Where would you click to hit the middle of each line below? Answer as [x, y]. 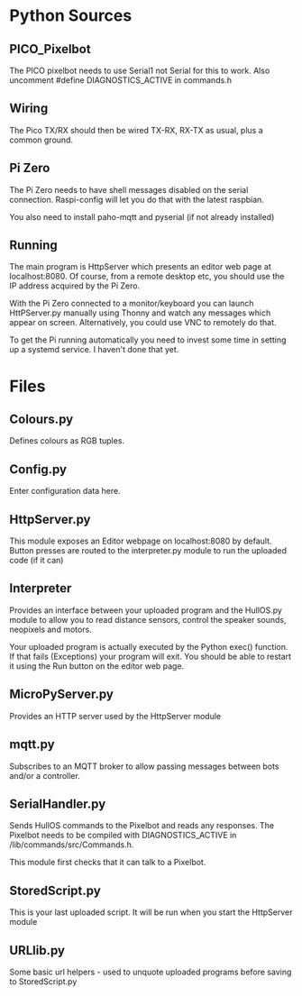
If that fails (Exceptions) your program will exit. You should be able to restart [150, 656]
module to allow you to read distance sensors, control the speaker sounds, [148, 619]
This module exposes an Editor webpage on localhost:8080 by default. [141, 541]
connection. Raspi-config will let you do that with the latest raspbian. [137, 199]
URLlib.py [37, 950]
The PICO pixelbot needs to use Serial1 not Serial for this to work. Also [140, 70]
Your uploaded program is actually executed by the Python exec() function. [149, 646]
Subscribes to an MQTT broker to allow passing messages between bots [144, 766]
